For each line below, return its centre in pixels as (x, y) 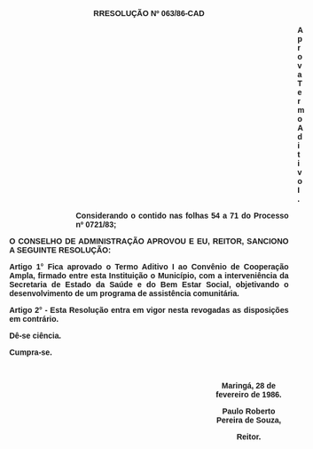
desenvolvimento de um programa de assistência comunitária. (124, 293)
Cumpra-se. (31, 353)
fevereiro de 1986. (249, 394)
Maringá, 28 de (249, 385)
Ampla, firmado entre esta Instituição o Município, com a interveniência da (149, 276)
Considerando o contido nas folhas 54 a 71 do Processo (182, 216)
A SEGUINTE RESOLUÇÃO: (60, 250)
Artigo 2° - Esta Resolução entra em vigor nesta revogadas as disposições (149, 310)
